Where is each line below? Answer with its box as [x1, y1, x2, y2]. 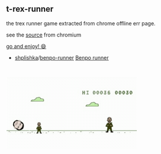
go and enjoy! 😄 [6, 42, 46, 50]
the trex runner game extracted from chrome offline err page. [6, 19, 156, 27]
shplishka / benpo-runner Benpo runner [14, 54, 109, 61]
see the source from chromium [6, 31, 82, 38]
